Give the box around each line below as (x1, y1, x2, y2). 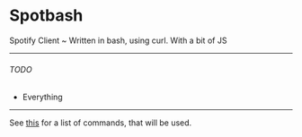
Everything (22, 91, 63, 103)
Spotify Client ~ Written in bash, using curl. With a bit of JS (9, 35, 227, 46)
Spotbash (9, 5, 84, 26)
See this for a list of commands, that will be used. (9, 117, 192, 128)
